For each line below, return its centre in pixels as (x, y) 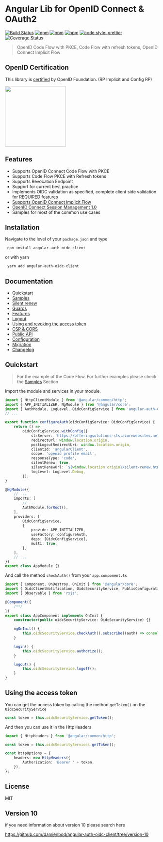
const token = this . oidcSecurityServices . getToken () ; (61, 745)
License (17, 786)
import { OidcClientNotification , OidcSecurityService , (63, 589)
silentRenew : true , (50, 463)
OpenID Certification (37, 68)
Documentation (29, 281)
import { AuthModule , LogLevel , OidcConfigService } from (65, 409)
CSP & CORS (25, 329)
